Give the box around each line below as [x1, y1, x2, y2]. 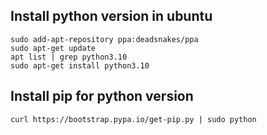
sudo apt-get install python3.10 [10, 60, 150, 71]
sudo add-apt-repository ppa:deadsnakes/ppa [10, 34, 199, 44]
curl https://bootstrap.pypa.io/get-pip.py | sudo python [10, 114, 257, 124]
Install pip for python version [10, 88, 194, 105]
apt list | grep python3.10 [10, 52, 128, 62]
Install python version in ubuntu [10, 8, 213, 25]
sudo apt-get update [10, 43, 97, 53]
